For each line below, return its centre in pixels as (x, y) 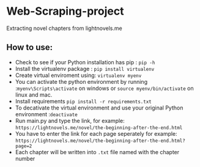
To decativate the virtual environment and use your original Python (99, 108)
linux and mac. (34, 95)
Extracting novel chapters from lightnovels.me (64, 28)
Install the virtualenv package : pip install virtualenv (85, 69)
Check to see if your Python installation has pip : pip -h (85, 62)
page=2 (24, 146)
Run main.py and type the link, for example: (70, 121)
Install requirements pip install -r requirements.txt (83, 101)
